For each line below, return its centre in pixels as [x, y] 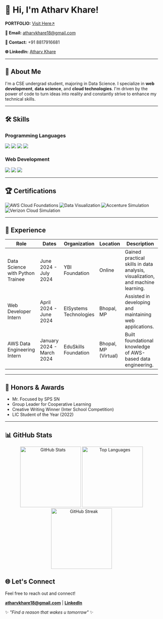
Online [107, 270]
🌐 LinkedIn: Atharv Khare [31, 52]
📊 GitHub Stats [29, 435]
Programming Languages [36, 136]
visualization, [140, 276]
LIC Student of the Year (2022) [43, 414]
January [49, 341]
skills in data [139, 264]
